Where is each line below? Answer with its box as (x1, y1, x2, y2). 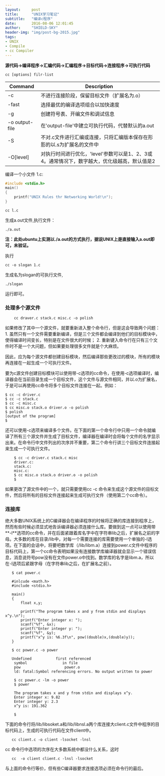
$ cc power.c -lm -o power (14, 678, 69, 683)
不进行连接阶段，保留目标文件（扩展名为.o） (40, 92, 143, 99)
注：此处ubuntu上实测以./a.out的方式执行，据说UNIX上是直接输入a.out (5, 236, 151, 242)
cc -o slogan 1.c (5, 262, 41, 267)
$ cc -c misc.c (5, 401, 36, 406)
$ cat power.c (11, 570, 41, 575)
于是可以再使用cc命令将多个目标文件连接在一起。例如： (5, 383, 118, 388)
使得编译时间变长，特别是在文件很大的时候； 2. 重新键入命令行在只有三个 (5, 337, 154, 343)
